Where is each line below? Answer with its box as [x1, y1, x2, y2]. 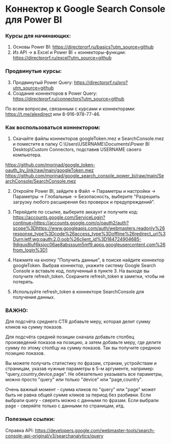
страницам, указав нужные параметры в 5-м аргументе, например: [5, 366, 155, 372]
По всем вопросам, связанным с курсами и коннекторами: [5, 106, 136, 112]
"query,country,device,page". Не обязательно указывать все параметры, [5, 371, 163, 377]
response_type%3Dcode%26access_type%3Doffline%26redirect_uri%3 [12, 231, 166, 237]
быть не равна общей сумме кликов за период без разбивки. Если [5, 392, 152, 398]
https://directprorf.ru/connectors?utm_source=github [12, 95, 125, 102]
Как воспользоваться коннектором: [5, 124, 101, 131]
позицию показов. [5, 350, 45, 356]
